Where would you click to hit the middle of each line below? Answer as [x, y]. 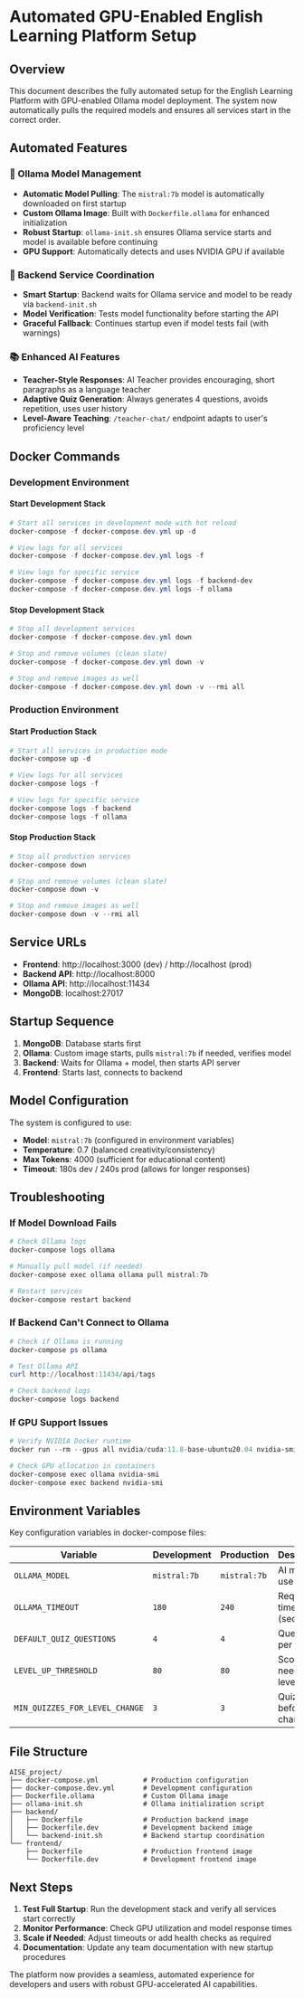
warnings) [41, 333]
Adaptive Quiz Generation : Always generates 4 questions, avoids [145, 399]
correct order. [35, 120]
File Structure [48, 1752]
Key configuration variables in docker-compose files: [108, 1533]
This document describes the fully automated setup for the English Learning [151, 91]
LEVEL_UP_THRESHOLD [56, 1671]
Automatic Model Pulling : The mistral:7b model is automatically [143, 194]
